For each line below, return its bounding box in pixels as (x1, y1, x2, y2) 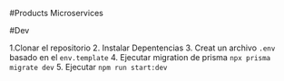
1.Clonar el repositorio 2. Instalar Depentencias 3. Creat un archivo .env (9, 42, 276, 53)
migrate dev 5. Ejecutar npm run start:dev (9, 62, 168, 72)
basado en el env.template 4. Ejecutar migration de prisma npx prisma (9, 52, 270, 62)
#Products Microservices (9, 8, 104, 18)
